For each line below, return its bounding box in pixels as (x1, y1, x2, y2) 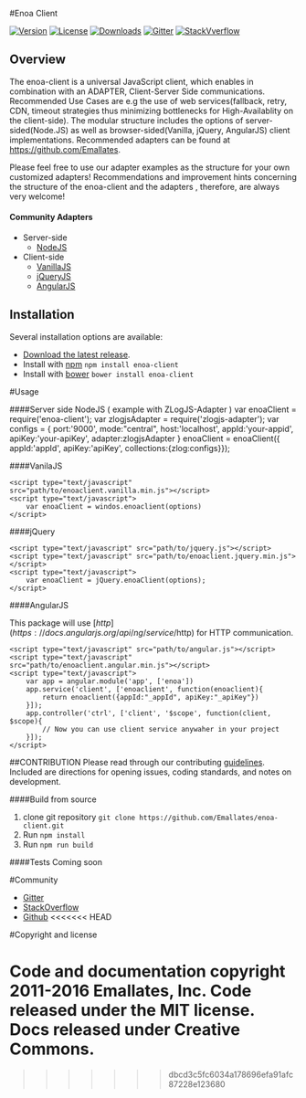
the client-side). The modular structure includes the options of (9, 114, 244, 126)
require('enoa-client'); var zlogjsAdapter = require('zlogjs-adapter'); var (9, 413, 280, 424)
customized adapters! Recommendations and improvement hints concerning (9, 171, 297, 182)
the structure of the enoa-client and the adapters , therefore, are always (9, 181, 280, 192)
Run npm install (22, 829, 86, 839)
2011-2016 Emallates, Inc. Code (9, 981, 252, 1001)
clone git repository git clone (22, 811, 135, 822)
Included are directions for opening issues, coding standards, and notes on (9, 766, 292, 777)
